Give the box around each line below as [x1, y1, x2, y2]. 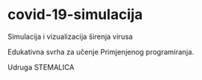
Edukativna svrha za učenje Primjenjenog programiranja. [7, 47, 194, 56]
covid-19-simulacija [7, 6, 143, 24]
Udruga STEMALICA [7, 62, 75, 72]
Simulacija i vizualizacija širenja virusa [7, 32, 133, 41]
